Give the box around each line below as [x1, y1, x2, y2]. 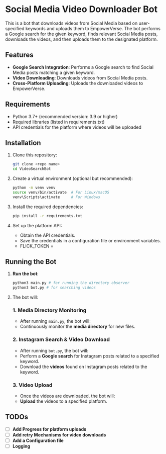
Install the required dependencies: [12, 204, 84, 210]
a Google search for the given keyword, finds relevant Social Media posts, [5, 31, 158, 37]
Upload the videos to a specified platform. [20, 398, 108, 404]
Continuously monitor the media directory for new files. [20, 323, 135, 330]
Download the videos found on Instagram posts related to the [20, 364, 147, 370]
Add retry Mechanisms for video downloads [12, 431, 106, 438]
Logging [12, 443, 31, 449]
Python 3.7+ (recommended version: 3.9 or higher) [12, 113, 118, 119]
